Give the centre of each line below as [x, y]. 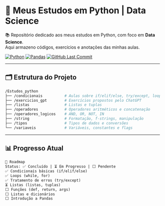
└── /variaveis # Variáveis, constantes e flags [69, 128]
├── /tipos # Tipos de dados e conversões [67, 123]
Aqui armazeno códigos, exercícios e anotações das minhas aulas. [72, 47]
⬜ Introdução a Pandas [29, 199]
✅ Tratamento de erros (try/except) [43, 180]
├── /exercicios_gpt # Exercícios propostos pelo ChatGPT [73, 100]
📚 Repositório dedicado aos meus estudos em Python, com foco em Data [80, 35]
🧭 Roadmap [15, 162]
